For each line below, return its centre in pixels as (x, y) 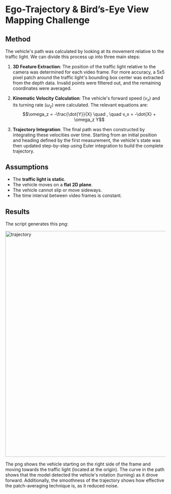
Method (18, 39)
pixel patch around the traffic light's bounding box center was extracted (88, 77)
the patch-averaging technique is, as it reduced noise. (62, 486)
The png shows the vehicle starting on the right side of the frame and (78, 464)
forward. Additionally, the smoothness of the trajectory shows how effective (85, 480)
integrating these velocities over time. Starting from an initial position (85, 135)
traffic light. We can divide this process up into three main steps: (73, 57)
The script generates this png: (37, 224)
